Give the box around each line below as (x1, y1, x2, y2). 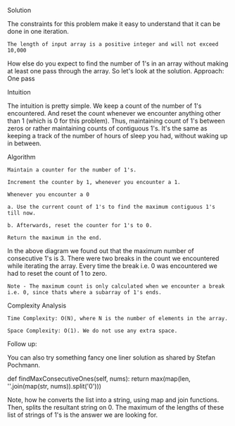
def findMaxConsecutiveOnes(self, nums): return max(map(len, (7, 375, 191, 383)
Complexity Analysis (7, 301, 67, 310)
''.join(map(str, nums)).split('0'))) (7, 382, 102, 390)
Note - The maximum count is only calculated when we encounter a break (7, 283, 225, 290)
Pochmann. (7, 361, 41, 369)
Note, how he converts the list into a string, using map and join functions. (7, 396, 220, 404)
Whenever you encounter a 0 (7, 191, 90, 198)
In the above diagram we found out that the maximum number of (7, 247, 195, 255)
